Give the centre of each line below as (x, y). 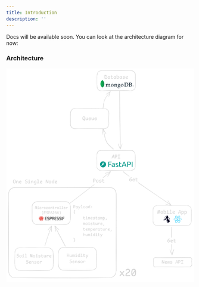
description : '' (26, 19)
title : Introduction (32, 13)
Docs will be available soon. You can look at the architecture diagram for (95, 36)
